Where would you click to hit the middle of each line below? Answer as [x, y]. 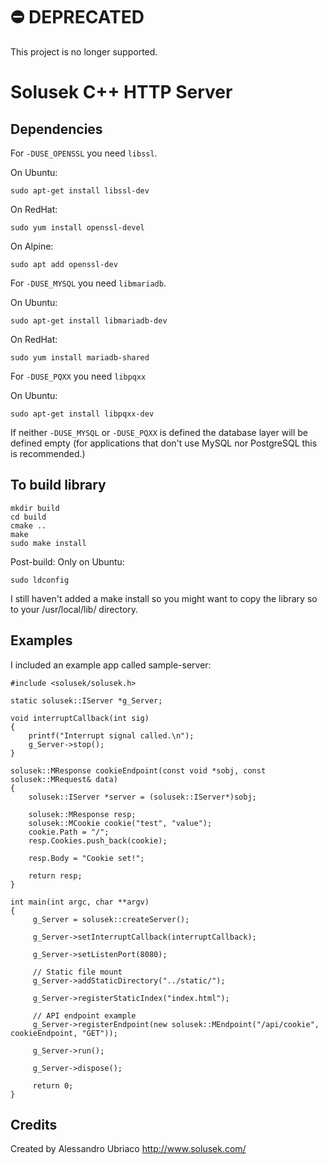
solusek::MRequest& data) [64, 779]
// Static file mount [77, 972]
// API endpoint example [84, 1015]
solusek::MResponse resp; [82, 814]
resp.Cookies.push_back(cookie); [98, 840]
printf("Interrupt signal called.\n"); [111, 735]
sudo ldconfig [40, 580]
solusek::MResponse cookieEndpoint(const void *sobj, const [138, 770]
